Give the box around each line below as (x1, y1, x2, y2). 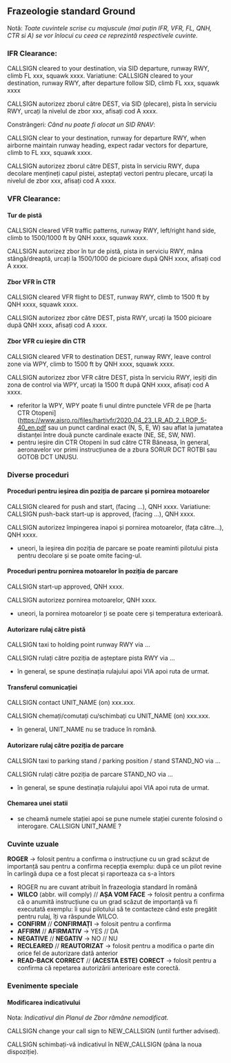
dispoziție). (7, 1048, 39, 1056)
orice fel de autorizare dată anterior (17, 949, 119, 957)
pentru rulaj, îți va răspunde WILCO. (17, 912, 119, 921)
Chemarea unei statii (7, 799, 68, 808)
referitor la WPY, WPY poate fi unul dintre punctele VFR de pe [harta (17, 401, 212, 409)
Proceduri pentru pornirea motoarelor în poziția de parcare (7, 567, 179, 575)
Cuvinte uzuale (7, 839, 59, 849)
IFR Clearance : (7, 48, 57, 58)
